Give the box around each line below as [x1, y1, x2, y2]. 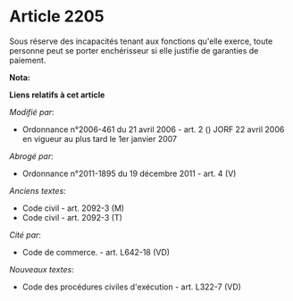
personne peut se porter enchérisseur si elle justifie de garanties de [9, 45, 259, 55]
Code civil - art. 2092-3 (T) [21, 212, 123, 222]
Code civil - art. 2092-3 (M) [21, 203, 125, 213]
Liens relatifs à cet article [9, 89, 105, 100]
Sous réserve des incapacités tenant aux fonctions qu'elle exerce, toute [9, 36, 273, 46]
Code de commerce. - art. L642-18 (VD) [21, 247, 171, 257]
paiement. [9, 54, 46, 65]
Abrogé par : [9, 150, 54, 162]
